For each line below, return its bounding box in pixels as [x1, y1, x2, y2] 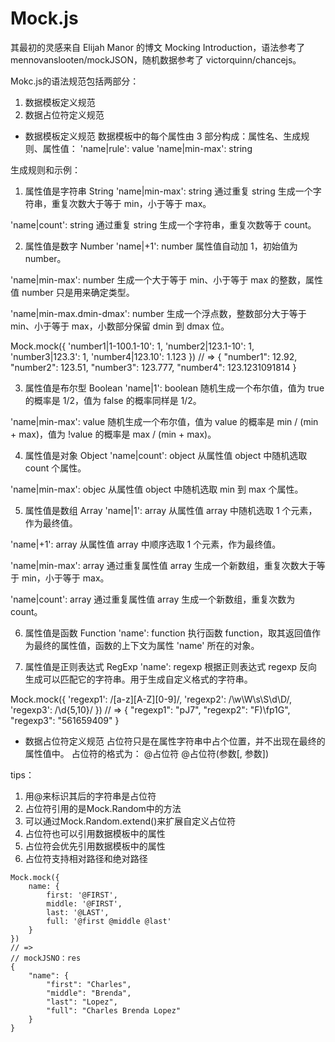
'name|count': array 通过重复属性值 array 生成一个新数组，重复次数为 [10, 593, 296, 605]
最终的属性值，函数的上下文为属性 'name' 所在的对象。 [33, 639, 260, 651]
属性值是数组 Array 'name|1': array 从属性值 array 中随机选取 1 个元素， [24, 504, 318, 516]
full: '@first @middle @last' [46, 916, 172, 926]
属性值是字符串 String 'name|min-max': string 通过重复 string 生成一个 [24, 185, 313, 197]
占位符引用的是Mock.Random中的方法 [24, 802, 182, 814]
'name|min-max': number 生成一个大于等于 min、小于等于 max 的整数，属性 [10, 273, 323, 286]
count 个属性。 [24, 462, 87, 474]
